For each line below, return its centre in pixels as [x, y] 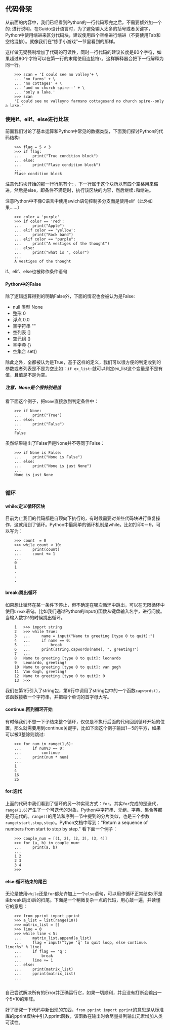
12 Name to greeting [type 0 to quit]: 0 [60, 676]
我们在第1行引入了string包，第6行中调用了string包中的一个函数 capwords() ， [84, 690]
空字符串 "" [24, 326]
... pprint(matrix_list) [45, 974]
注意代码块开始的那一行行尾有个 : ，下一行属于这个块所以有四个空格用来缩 [82, 184]
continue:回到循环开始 [29, 709]
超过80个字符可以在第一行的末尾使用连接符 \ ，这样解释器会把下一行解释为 [87, 58]
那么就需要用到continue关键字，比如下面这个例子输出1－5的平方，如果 [87, 728]
